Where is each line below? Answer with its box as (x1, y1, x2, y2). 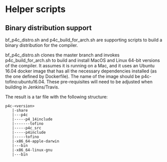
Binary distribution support (5, 24, 92, 32)
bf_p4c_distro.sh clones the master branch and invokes (5, 52, 120, 58)
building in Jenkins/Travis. (5, 84, 60, 90)
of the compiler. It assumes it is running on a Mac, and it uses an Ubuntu (5, 63, 155, 68)
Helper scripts (5, 4, 66, 15)
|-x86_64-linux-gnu (12, 147, 53, 152)
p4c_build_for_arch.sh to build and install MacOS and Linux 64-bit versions (5, 57, 160, 63)
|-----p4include (12, 130, 46, 135)
